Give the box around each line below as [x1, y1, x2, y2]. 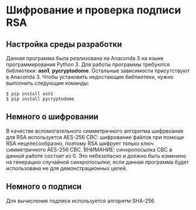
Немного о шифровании [6, 112, 99, 122]
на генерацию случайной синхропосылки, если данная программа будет [6, 159, 190, 166]
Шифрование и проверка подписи [6, 4, 181, 17]
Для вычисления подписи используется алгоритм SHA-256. [6, 197, 156, 204]
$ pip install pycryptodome [6, 96, 75, 102]
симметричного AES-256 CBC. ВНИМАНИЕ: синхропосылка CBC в [6, 146, 173, 153]
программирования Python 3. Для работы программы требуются [6, 61, 170, 68]
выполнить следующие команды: [6, 80, 89, 87]
